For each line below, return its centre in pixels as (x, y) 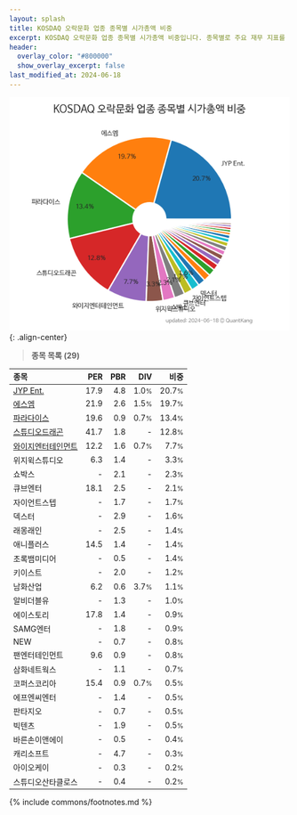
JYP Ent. (28, 390)
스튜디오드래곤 (38, 432)
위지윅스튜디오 (38, 460)
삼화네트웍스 (35, 669)
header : (24, 47)
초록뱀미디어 (35, 558)
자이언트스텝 (35, 502)
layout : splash (37, 19)
